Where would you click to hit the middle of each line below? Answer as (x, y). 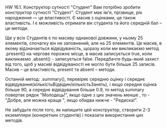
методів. (14, 120)
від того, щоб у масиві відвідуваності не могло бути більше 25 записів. (81, 64)
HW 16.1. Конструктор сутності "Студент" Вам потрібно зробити (73, 7)
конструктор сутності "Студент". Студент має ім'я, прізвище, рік (74, 12)
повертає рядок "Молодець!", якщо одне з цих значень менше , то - (78, 95)
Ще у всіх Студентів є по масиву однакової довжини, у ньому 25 (74, 38)
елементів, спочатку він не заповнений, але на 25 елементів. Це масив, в (83, 43)
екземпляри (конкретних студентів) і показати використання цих (74, 115)
